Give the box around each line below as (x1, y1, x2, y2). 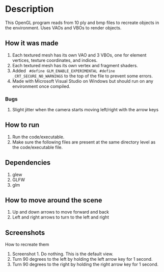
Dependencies (5, 158, 51, 167)
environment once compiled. (12, 83, 70, 89)
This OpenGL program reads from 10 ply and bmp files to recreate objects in (5, 20, 160, 25)
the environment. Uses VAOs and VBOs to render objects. (5, 25, 122, 30)
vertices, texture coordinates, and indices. (12, 57, 98, 63)
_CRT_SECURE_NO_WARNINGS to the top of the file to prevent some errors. (12, 73, 153, 79)
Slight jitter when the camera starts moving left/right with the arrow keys (12, 107, 159, 113)
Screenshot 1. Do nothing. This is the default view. (12, 251, 114, 257)
